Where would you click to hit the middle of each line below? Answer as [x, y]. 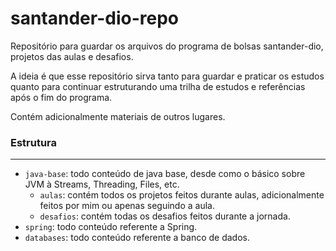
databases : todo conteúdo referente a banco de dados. [137, 238]
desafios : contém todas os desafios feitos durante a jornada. [165, 216]
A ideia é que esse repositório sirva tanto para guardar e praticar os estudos [167, 76]
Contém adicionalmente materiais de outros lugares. [118, 116]
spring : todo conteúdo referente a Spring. [111, 227]
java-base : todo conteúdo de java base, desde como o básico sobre [165, 174]
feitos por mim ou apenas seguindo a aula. [127, 206]
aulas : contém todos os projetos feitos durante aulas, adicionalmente [182, 195]
